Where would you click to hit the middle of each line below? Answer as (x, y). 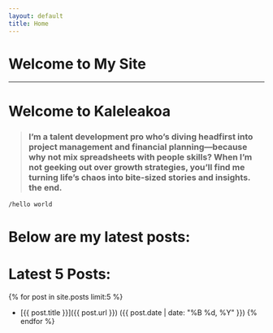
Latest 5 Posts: (60, 274)
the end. (45, 187)
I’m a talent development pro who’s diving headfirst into (141, 137)
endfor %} (37, 321)
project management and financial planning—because (138, 147)
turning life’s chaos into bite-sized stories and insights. (139, 177)
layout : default (36, 16)
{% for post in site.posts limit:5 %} (66, 296)
